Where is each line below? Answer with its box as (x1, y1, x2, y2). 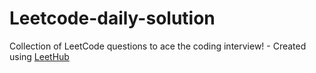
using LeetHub (9, 50, 70, 62)
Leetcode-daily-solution (9, 7, 216, 30)
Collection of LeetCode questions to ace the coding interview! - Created (9, 40, 307, 52)
